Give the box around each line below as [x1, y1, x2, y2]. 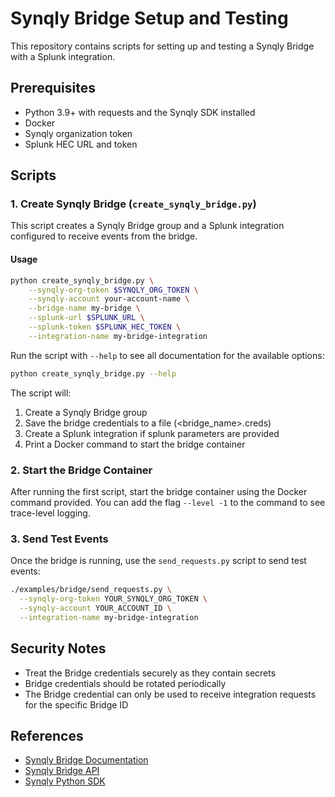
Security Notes [10, 640, 107, 657]
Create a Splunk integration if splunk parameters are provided [24, 427, 280, 439]
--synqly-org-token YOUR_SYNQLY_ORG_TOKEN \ [19, 594, 208, 604]
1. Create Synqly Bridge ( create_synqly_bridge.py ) [10, 197, 257, 211]
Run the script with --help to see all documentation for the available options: [10, 349, 325, 361]
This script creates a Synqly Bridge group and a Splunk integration [10, 220, 285, 232]
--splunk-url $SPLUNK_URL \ [28, 313, 145, 323]
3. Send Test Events [10, 532, 109, 546]
